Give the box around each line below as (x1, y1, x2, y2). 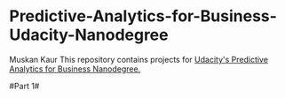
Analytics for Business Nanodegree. (9, 64, 141, 74)
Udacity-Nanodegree (9, 25, 169, 45)
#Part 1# (9, 80, 40, 91)
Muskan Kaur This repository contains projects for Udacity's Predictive (9, 54, 269, 64)
